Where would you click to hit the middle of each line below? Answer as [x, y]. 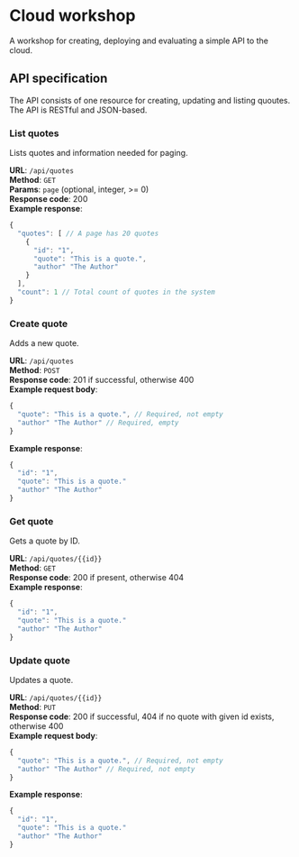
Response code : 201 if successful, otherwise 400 [102, 380]
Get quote [32, 521]
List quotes [34, 133]
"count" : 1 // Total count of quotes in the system [117, 292]
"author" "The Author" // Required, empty [98, 423]
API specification [59, 79]
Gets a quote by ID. [45, 541]
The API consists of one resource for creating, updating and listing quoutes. [150, 100]
